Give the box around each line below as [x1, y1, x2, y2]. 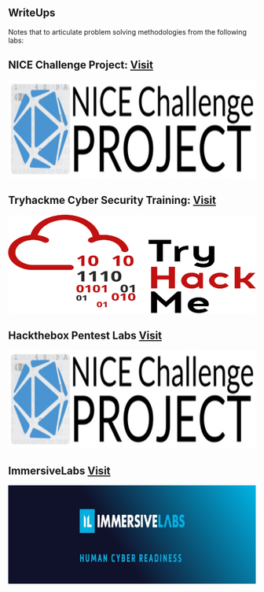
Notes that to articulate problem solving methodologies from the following [8, 27, 247, 36]
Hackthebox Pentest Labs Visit [8, 328, 163, 342]
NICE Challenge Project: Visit [8, 58, 153, 72]
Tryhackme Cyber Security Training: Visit [8, 194, 216, 207]
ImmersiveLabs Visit [8, 464, 112, 477]
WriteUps [8, 6, 56, 20]
